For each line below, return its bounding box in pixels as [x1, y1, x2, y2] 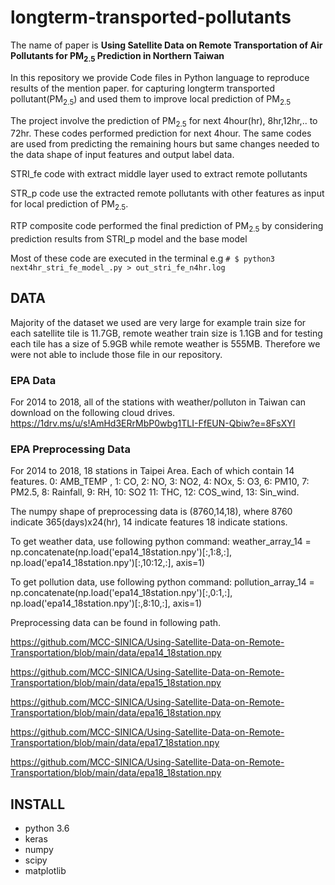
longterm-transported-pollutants [10, 6, 292, 29]
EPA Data [10, 373, 57, 387]
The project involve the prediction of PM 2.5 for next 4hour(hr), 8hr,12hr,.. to [10, 114, 318, 129]
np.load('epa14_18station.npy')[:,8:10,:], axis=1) [10, 597, 203, 610]
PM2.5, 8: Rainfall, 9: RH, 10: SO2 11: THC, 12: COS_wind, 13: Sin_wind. [10, 486, 300, 498]
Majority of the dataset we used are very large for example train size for [10, 316, 307, 328]
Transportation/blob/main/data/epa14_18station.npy [10, 647, 222, 659]
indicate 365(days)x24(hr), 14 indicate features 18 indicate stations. [10, 516, 288, 528]
